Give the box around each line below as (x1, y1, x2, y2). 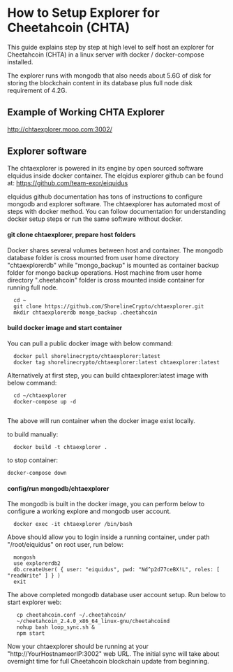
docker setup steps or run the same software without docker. (7, 215, 183, 223)
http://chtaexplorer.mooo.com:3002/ (7, 124, 113, 134)
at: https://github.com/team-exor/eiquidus (7, 178, 128, 187)
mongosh (13, 554, 36, 561)
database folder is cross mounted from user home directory (7, 253, 179, 262)
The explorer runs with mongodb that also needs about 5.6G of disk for (7, 71, 211, 80)
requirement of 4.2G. (7, 86, 68, 94)
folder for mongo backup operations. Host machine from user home (7, 268, 202, 277)
